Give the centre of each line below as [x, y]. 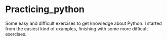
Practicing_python [45, 9]
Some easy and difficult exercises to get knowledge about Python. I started [83, 23]
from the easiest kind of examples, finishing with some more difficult [77, 28]
